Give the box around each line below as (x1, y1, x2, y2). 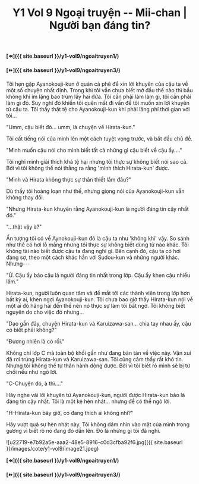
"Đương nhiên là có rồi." (6, 338, 65, 345)
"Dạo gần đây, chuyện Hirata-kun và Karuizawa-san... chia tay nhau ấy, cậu (6, 320, 191, 327)
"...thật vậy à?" (6, 223, 42, 230)
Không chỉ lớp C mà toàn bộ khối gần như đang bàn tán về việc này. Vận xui (6, 349, 191, 357)
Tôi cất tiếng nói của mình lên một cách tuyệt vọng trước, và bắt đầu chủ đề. (6, 135, 193, 142)
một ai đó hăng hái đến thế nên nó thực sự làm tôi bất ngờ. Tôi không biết (6, 302, 185, 310)
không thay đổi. (6, 194, 45, 201)
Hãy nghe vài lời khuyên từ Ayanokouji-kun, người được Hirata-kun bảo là (6, 392, 185, 399)
